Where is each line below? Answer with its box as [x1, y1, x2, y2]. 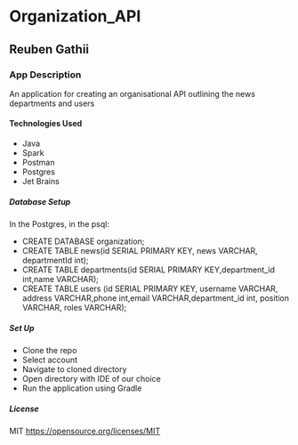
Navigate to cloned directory [21, 364, 127, 375]
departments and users [9, 98, 95, 109]
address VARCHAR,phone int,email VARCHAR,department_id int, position [21, 293, 290, 303]
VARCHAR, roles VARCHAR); [21, 303, 127, 313]
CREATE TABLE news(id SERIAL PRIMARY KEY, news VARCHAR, [21, 246, 258, 256]
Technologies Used [9, 118, 83, 129]
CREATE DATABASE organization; [21, 236, 145, 247]
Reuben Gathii [9, 42, 90, 57]
